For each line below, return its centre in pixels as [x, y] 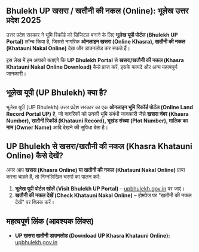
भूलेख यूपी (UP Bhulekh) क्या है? [57, 93]
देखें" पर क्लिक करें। [35, 202]
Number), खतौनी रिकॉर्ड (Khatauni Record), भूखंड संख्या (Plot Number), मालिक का [97, 121]
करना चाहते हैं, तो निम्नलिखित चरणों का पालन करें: [53, 177]
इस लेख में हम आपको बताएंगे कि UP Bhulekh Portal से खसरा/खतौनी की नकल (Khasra [95, 60]
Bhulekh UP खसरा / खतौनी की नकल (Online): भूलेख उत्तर [97, 11]
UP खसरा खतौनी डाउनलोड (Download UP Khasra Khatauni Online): [92, 236]
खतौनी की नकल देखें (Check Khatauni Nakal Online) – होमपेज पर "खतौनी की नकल [103, 195]
